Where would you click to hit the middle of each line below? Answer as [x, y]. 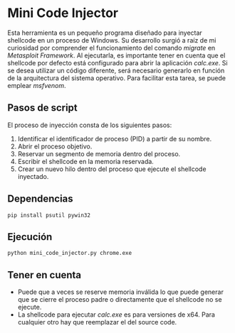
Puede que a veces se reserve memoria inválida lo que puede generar [121, 292]
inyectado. [33, 176]
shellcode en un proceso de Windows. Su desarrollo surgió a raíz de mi [112, 40]
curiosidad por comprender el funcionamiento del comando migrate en [111, 48]
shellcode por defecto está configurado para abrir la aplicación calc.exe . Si [117, 62]
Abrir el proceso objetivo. [55, 146]
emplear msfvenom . [37, 85]
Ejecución [30, 237]
